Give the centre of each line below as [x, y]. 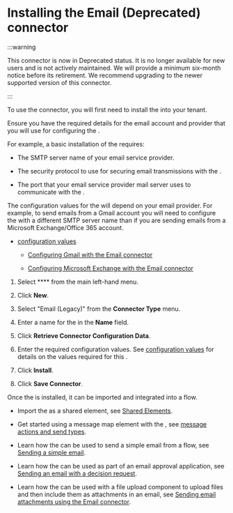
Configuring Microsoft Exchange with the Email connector [110, 268]
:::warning [22, 47]
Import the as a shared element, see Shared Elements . [95, 411]
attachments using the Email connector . [74, 501]
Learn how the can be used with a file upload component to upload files [120, 487]
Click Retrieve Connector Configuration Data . [84, 335]
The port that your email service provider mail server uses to [104, 184]
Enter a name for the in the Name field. [73, 322]
